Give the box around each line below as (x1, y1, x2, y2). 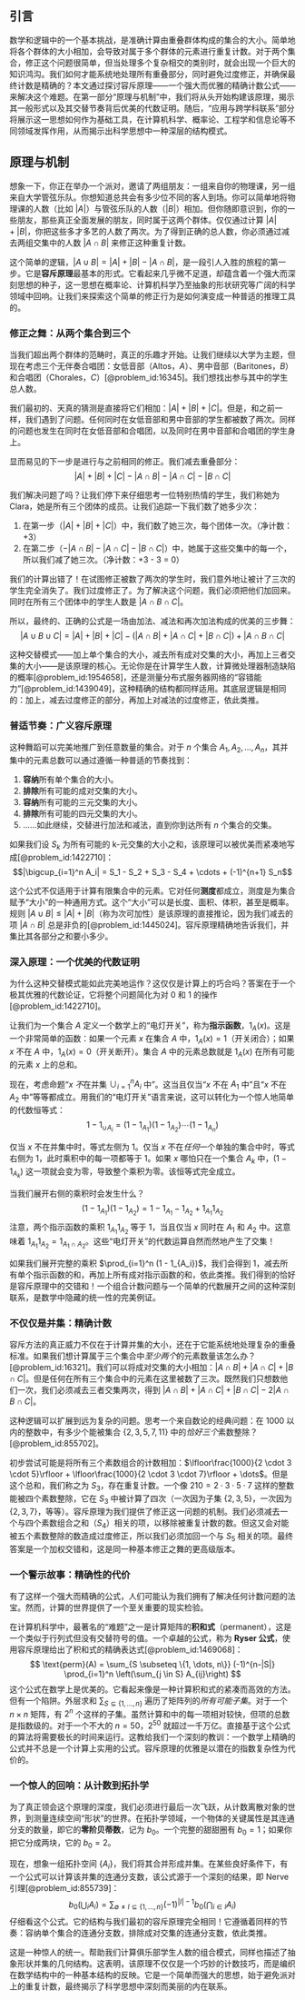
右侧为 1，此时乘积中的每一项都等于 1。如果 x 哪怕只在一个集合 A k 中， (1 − (9, 1152, 288, 1166)
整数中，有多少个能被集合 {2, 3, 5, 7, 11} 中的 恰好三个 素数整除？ (25, 1427, 259, 1438)
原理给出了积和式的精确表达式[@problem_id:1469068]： (33, 1644, 243, 1655)
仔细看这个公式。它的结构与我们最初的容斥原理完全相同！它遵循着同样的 (9, 1916, 280, 1927)
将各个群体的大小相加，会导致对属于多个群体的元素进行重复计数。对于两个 (9, 45, 288, 56)
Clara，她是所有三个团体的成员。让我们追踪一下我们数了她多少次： (9, 501, 261, 512)
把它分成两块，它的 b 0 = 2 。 (9, 1837, 116, 1850)
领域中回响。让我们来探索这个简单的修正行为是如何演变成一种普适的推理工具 (9, 290, 296, 302)
